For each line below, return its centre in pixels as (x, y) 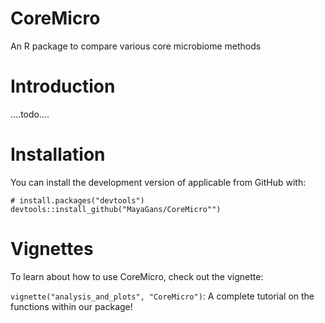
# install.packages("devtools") (77, 200)
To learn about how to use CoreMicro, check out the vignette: (137, 276)
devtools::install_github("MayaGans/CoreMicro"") (116, 209)
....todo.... (30, 114)
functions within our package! (71, 306)
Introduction (63, 86)
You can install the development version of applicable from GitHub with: (158, 182)
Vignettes (52, 249)
